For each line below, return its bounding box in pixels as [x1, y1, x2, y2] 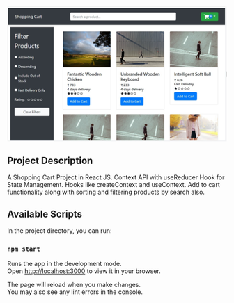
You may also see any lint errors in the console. [7, 288, 143, 296]
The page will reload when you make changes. [7, 281, 141, 289]
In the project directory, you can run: [7, 227, 112, 235]
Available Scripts [7, 208, 82, 220]
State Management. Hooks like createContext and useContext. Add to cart [7, 181, 221, 189]
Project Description [7, 154, 93, 166]
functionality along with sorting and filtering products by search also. [7, 188, 205, 197]
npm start [7, 245, 40, 253]
